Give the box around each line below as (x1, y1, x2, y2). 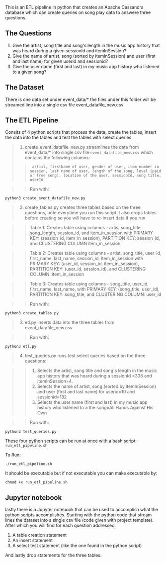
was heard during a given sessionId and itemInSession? (12, 47, 127, 54)
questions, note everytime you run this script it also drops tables (24, 210, 157, 216)
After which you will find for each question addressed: (5, 522, 116, 529)
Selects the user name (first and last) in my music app (37, 399, 148, 405)
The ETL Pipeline (5, 116, 59, 125)
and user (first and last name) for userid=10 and (37, 389, 135, 395)
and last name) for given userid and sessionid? (12, 58, 108, 64)
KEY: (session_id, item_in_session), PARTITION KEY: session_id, (29, 235, 160, 241)
